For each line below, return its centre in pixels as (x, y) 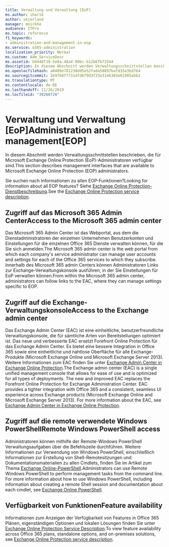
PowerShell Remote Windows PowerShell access (83, 429)
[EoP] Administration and (58, 130)
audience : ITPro (22, 29)
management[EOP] (46, 141)
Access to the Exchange (110, 310)
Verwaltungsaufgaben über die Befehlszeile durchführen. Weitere (73, 446)
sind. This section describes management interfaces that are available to (80, 166)
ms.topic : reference (27, 33)
